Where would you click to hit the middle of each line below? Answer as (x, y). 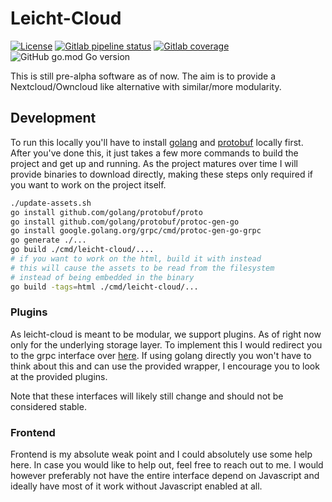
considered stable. (48, 406)
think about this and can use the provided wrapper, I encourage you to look (165, 366)
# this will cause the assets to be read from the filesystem (142, 268)
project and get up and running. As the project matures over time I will (154, 163)
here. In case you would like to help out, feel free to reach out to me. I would (167, 465)
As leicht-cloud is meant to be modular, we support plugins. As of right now (166, 334)
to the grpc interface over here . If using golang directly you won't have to (161, 355)
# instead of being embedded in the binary (102, 277)
